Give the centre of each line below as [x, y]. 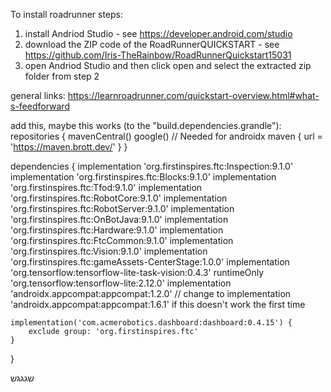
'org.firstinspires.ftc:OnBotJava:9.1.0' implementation [119, 219]
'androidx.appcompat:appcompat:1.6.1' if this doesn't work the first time [158, 304]
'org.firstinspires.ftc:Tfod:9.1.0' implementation [106, 187]
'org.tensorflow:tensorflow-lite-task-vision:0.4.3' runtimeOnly [137, 272]
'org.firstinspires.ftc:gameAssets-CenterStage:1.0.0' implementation [150, 262]
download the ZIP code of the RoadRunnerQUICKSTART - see [152, 44]
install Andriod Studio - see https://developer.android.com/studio [158, 33]
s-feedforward [40, 106]
